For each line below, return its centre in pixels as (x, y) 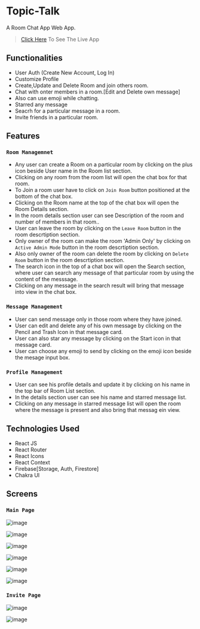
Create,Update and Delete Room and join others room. (81, 85)
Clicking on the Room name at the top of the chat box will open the (97, 203)
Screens (22, 494)
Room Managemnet (30, 152)
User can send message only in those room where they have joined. (98, 319)
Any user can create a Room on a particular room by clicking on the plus (104, 165)
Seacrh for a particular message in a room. (67, 111)
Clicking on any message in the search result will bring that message (99, 285)
